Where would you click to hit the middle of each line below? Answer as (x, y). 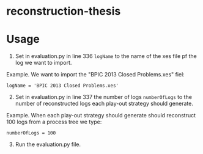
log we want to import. (43, 63)
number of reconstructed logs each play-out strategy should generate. (104, 104)
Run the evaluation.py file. (48, 144)
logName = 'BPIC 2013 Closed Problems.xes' (63, 86)
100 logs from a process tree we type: (54, 122)
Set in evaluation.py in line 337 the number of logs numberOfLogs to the (104, 97)
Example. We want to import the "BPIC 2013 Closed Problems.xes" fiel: (95, 75)
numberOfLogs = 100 (31, 133)
